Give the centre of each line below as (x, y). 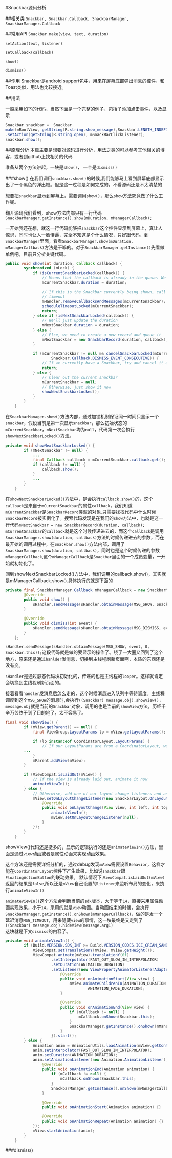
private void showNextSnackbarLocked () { (50, 446)
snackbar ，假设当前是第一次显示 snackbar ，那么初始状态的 (66, 423)
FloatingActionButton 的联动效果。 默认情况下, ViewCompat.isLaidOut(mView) (85, 877)
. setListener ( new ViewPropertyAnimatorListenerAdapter (111, 969)
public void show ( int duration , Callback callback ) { (64, 263)
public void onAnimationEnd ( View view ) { (105, 1007)
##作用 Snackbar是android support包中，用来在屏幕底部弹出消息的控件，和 (85, 81)
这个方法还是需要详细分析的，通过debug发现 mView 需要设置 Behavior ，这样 (83, 864)
